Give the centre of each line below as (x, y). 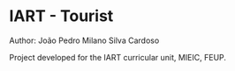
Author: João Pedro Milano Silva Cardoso (84, 40)
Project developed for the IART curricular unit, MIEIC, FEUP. (118, 57)
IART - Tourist (61, 16)
